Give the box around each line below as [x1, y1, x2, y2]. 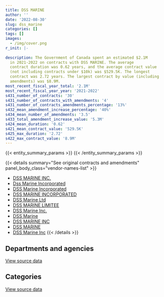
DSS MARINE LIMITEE [12, 202, 59, 209]
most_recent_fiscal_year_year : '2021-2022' [5, 88, 100, 94]
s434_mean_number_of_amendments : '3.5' [5, 112, 91, 118]
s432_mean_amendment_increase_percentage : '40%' [5, 107, 111, 112]
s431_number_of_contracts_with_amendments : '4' [5, 98, 109, 103]
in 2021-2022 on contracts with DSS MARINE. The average [10, 60, 134, 65]
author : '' [5, 12, 29, 17]
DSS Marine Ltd [12, 197, 46, 203]
